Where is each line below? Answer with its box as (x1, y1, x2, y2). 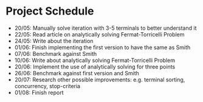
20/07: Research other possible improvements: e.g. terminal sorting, (14, 76, 185, 83)
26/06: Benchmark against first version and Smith (14, 69, 139, 76)
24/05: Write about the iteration (14, 37, 94, 44)
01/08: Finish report (14, 89, 64, 96)
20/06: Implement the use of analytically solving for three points (14, 63, 176, 70)
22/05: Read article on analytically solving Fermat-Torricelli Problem (14, 30, 185, 38)
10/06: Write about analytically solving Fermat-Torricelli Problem (14, 56, 176, 64)
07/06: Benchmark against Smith (14, 50, 97, 57)
